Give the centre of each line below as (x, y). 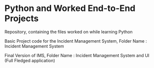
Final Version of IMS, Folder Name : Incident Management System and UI (77, 55)
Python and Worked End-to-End (70, 8)
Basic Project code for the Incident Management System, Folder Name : (76, 41)
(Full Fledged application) (30, 60)
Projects (22, 18)
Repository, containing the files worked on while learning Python (69, 32)
